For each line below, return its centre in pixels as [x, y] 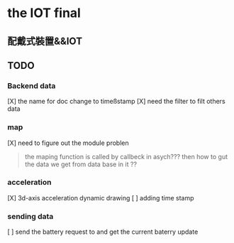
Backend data [32, 85]
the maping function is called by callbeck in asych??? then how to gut [126, 156]
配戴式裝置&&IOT [45, 41]
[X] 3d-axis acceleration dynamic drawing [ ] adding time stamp [101, 198]
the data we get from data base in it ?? [80, 164]
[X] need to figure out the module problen [68, 143]
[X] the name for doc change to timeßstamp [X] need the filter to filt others [116, 102]
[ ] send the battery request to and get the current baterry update [103, 232]
